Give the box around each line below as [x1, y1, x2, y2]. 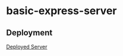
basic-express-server [6, 4, 117, 18]
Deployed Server [6, 43, 48, 50]
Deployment [6, 28, 53, 38]
